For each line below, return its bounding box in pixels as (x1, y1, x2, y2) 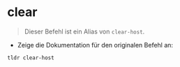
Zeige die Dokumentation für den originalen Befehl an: (17, 40, 173, 49)
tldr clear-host (7, 54, 54, 61)
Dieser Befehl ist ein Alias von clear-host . (24, 27, 145, 36)
